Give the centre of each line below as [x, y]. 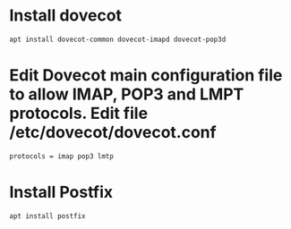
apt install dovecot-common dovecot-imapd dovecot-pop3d [118, 39]
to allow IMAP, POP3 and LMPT [127, 94]
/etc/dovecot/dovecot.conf [113, 132]
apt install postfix [48, 216]
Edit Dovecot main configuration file [146, 75]
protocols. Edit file [79, 114]
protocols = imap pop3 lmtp [62, 156]
